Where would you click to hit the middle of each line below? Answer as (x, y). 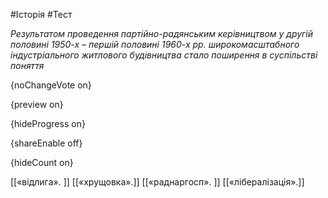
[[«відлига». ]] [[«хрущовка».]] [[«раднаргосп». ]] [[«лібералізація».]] (157, 182)
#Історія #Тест (41, 14)
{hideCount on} (42, 162)
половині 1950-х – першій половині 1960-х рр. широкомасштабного (155, 44)
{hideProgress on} (48, 123)
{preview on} (37, 104)
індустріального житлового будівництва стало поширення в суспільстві (164, 55)
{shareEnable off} (46, 143)
